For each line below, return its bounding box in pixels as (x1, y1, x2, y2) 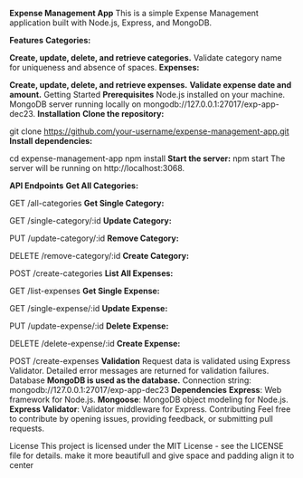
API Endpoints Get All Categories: (9, 180, 138, 191)
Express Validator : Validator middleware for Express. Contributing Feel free (9, 404, 291, 415)
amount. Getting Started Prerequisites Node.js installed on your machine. (9, 90, 286, 100)
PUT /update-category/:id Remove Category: (9, 233, 179, 244)
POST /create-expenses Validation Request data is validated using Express (9, 356, 291, 366)
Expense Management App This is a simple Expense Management (9, 8, 260, 18)
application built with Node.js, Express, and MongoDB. (9, 17, 213, 28)
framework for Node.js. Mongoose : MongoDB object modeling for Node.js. (9, 394, 289, 405)
